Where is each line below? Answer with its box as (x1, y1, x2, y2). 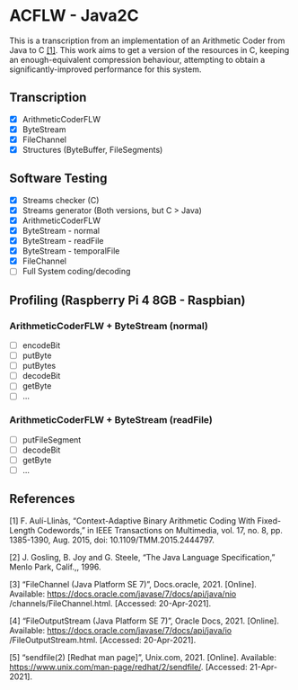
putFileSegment (22, 434, 82, 445)
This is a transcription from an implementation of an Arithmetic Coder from (9, 35, 285, 46)
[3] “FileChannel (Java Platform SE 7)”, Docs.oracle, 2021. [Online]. (9, 578, 258, 589)
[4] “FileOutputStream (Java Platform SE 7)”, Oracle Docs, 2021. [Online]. (9, 615, 280, 626)
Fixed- (257, 515, 281, 526)
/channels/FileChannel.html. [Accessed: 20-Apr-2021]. (9, 597, 212, 608)
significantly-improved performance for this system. (9, 64, 202, 75)
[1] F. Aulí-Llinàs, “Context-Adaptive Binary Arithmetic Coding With (9, 515, 256, 526)
